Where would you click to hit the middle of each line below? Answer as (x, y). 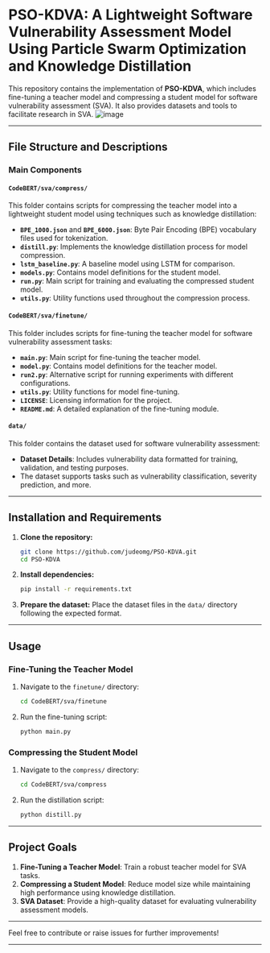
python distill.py (51, 814)
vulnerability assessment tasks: (60, 342)
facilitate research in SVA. (51, 114)
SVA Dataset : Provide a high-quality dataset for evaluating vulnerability (138, 901)
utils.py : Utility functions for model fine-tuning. (100, 392)
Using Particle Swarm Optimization (127, 49)
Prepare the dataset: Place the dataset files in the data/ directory (129, 605)
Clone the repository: (56, 537)
